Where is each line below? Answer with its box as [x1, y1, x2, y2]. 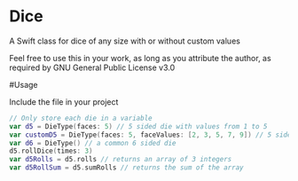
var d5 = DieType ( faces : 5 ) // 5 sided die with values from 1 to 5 [9, 122, 268, 130]
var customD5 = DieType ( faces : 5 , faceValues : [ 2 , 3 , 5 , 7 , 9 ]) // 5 [9, 130, 272, 139]
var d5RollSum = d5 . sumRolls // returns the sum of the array [9, 163, 244, 172]
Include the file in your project [9, 96, 119, 107]
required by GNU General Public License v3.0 [9, 62, 176, 73]
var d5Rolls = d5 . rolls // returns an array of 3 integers [9, 155, 232, 164]
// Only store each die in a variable [9, 114, 153, 122]
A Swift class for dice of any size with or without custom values [9, 35, 241, 46]
